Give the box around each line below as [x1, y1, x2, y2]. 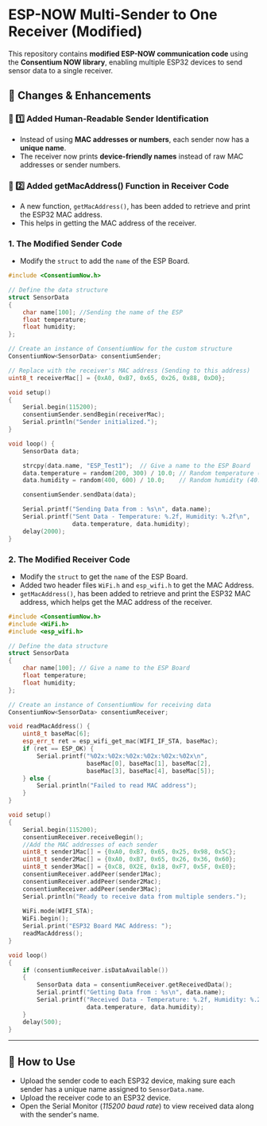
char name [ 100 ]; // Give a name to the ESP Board [22, 664, 191, 673]
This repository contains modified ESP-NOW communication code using [8, 49, 249, 58]
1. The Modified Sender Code [8, 237, 123, 249]
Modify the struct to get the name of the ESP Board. [19, 571, 188, 581]
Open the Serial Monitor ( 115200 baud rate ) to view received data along [19, 1101, 254, 1111]
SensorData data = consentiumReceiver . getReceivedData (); [37, 981, 233, 989]
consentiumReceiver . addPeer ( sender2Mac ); [22, 877, 161, 885]
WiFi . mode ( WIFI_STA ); [22, 907, 94, 916]
